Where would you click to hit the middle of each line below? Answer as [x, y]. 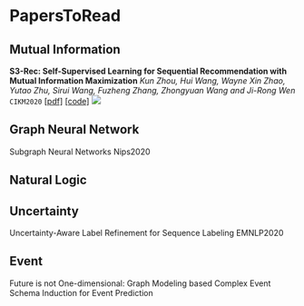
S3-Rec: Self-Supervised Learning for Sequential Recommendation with [148, 71]
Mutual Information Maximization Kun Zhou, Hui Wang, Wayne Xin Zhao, [147, 81]
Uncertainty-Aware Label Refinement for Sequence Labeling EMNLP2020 [147, 233]
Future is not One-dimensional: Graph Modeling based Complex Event [140, 283]
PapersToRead [65, 16]
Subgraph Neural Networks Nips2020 [80, 152]
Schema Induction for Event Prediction [82, 292]
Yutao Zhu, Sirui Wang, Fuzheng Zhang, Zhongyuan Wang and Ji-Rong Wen [152, 90]
